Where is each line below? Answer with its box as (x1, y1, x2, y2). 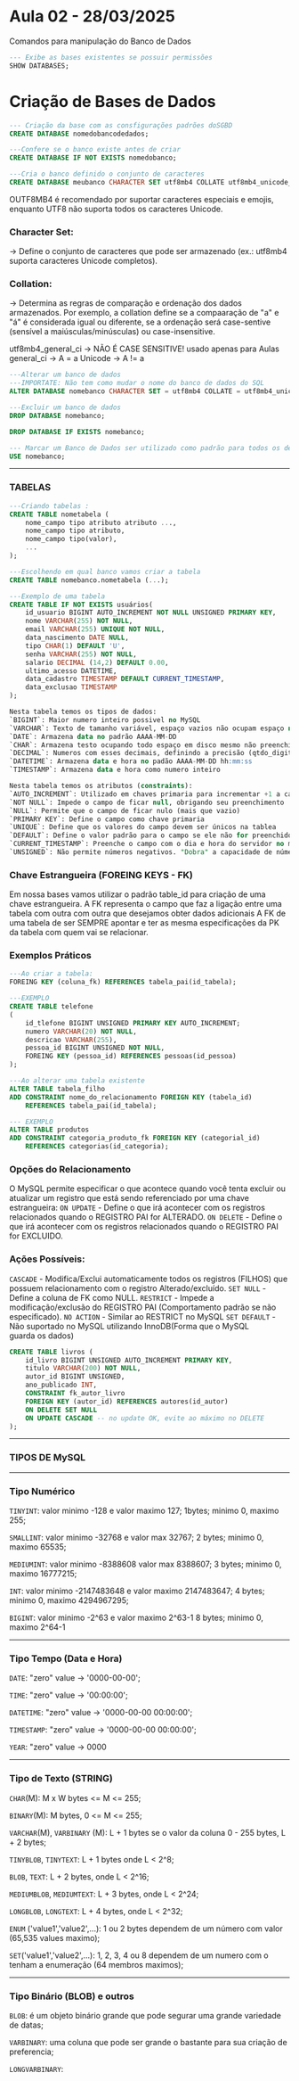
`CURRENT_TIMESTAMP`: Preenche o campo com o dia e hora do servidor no (9, 840, 285, 849)
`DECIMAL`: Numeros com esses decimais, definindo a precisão (9, 749, 245, 758)
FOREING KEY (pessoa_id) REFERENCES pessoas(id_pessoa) (25, 1052, 238, 1061)
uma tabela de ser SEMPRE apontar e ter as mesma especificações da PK (9, 917, 280, 928)
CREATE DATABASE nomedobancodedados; (9, 129, 149, 138)
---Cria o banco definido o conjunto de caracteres (9, 169, 205, 179)
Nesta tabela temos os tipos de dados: (9, 707, 158, 717)
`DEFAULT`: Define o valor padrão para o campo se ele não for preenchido (9, 831, 293, 840)
